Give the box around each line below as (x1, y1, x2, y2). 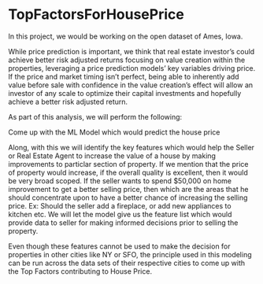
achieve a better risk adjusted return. (8, 97, 128, 106)
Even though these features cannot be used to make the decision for (8, 242, 231, 251)
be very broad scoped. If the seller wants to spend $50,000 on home (8, 175, 232, 186)
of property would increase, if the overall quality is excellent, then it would (8, 168, 248, 177)
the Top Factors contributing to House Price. (8, 266, 152, 276)
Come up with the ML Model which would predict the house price (8, 127, 220, 137)
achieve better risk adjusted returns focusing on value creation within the (8, 55, 246, 65)
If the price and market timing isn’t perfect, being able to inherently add (8, 72, 239, 81)
